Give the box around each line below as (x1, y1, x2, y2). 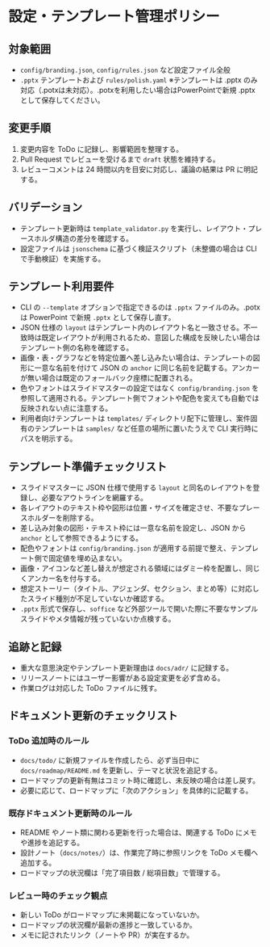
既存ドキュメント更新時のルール (8, 807, 133, 819)
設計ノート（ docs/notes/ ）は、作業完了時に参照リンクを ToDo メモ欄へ (19, 848, 259, 857)
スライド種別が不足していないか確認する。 (27, 594, 169, 604)
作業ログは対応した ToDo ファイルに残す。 (19, 684, 162, 693)
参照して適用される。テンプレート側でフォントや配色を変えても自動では (19, 394, 260, 403)
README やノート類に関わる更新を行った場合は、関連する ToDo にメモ (19, 827, 257, 837)
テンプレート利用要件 (8, 280, 114, 293)
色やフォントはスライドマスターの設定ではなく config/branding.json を (19, 383, 260, 393)
